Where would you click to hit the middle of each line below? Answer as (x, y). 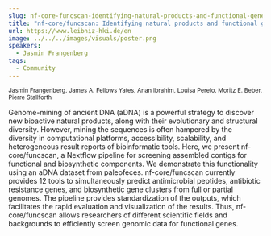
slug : (17, 16)
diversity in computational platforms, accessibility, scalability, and (117, 138)
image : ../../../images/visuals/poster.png (83, 38)
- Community (36, 68)
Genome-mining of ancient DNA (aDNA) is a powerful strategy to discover (131, 112)
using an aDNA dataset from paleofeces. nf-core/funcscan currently (122, 172)
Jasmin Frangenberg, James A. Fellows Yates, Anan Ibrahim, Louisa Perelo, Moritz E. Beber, (135, 90)
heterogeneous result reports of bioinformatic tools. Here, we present (124, 147)
